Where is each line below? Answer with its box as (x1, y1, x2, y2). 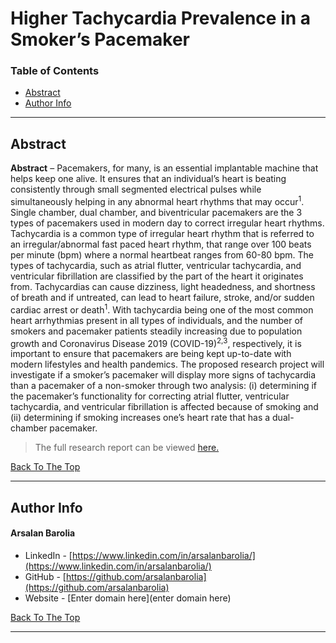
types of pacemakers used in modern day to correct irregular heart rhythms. (10, 217, 325, 229)
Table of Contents (10, 64, 100, 78)
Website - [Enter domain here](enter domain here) (24, 592, 232, 604)
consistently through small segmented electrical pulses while (10, 183, 262, 196)
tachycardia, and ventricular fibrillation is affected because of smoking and (10, 401, 319, 413)
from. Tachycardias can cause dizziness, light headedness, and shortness (10, 280, 316, 292)
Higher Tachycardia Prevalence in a (10, 7, 312, 30)
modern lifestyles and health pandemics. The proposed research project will (10, 358, 325, 371)
